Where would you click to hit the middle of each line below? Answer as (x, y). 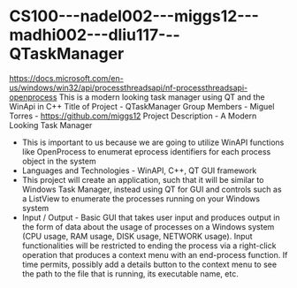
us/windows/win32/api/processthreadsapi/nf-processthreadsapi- (129, 87)
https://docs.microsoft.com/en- (66, 78)
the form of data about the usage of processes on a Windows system (148, 226)
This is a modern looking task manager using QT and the (162, 97)
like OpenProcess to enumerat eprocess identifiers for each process (146, 151)
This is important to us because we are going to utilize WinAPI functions (153, 142)
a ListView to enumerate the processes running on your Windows (141, 198)
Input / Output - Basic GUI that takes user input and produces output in (151, 217)
